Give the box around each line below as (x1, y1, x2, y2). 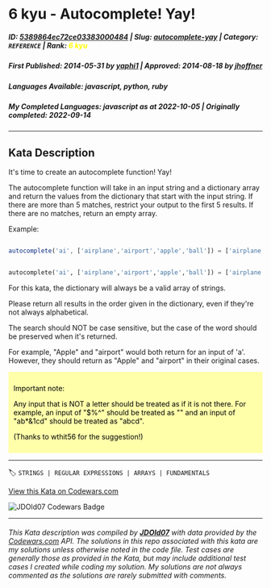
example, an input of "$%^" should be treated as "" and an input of (13, 407, 236, 417)
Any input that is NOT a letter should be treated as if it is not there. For (13, 398, 246, 408)
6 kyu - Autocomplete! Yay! (8, 5, 196, 23)
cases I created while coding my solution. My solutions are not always (8, 562, 243, 572)
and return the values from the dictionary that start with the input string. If (8, 191, 254, 202)
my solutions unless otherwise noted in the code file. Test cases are (8, 545, 235, 555)
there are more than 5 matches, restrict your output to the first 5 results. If (8, 200, 254, 210)
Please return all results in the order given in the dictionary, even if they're (8, 298, 254, 308)
